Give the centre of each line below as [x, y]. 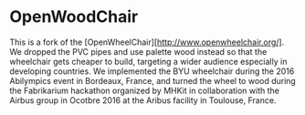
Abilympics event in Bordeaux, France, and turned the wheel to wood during [153, 80]
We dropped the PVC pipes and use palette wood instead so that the [138, 51]
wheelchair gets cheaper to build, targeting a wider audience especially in [148, 61]
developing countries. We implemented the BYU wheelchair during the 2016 [152, 71]
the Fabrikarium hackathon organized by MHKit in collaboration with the [145, 90]
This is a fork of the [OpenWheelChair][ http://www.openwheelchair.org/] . [147, 42]
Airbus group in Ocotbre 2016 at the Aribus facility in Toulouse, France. [143, 100]
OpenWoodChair [74, 17]
